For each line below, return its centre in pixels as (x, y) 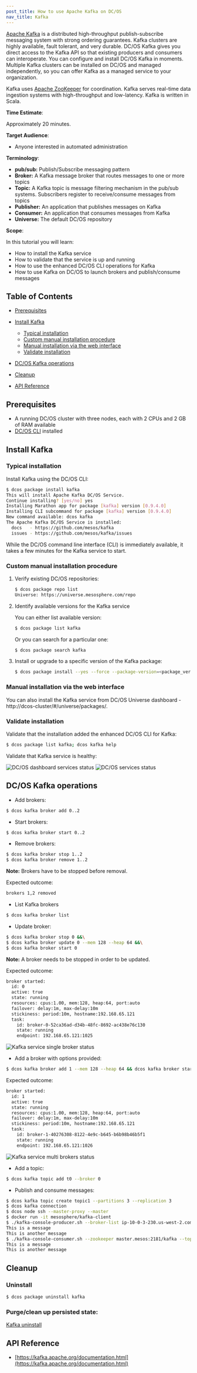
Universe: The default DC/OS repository (63, 219)
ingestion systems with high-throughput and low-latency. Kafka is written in (97, 95)
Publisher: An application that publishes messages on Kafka (88, 206)
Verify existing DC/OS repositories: (57, 579)
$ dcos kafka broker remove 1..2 (47, 860)
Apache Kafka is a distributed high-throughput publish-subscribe (85, 33)
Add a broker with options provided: (58, 1058)
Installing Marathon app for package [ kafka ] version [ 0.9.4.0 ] (86, 506)
